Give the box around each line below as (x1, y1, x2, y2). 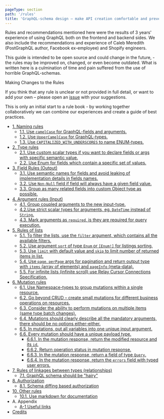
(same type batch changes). (19, 311, 77, 316)
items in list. (19, 253, 44, 259)
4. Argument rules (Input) (12, 196, 63, 202)
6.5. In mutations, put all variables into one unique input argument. (19, 326, 153, 332)
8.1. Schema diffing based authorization (19, 383, 99, 389)
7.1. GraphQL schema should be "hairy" (19, 373, 98, 378)
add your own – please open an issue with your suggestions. (5, 94, 127, 100)
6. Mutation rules (12, 279, 46, 285)
